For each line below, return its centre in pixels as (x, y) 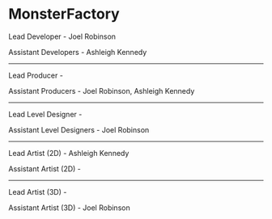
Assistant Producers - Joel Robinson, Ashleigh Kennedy (102, 91)
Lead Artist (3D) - (38, 192)
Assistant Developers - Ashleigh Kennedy (78, 52)
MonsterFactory (64, 14)
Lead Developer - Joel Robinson (62, 36)
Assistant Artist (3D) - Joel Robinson (70, 208)
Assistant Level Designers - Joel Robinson (79, 129)
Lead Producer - (36, 75)
